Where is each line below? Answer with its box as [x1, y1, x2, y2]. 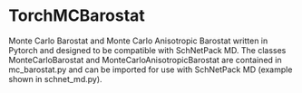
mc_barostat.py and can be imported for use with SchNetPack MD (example [8, 64, 293, 75]
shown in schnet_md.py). [8, 73, 102, 84]
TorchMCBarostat [8, 5, 146, 26]
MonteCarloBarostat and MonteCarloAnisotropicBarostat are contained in [8, 54, 282, 65]
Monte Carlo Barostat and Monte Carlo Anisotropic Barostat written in [8, 35, 268, 46]
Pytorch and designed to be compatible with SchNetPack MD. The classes [8, 44, 287, 55]
